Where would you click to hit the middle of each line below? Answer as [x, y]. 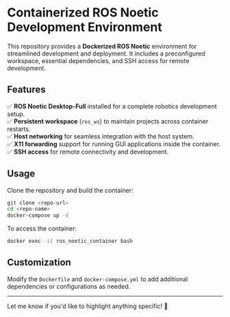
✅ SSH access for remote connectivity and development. [88, 152]
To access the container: [42, 228]
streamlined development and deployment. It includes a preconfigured [106, 54]
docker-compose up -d [38, 215]
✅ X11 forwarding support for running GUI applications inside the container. [114, 144]
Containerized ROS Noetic [83, 13]
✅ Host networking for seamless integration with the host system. [101, 136]
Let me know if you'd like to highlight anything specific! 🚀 [88, 306]
